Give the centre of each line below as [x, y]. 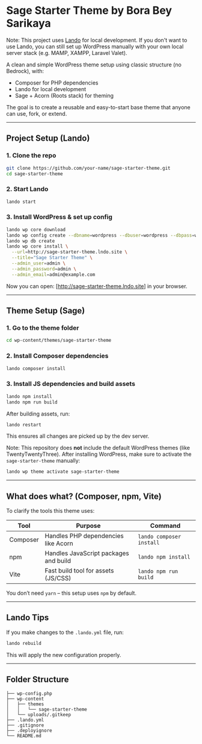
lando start [21, 202]
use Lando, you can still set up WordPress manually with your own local [95, 46]
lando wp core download [36, 229]
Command [165, 526]
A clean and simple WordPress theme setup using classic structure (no [94, 65]
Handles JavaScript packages [87, 553]
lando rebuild [24, 643]
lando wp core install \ [37, 246]
